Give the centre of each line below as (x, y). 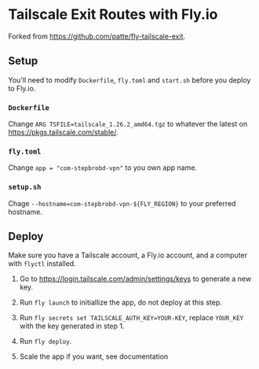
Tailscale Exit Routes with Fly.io (113, 15)
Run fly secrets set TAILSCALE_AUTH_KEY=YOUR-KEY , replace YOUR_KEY (131, 318)
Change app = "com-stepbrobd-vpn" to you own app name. (103, 168)
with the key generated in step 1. (72, 326)
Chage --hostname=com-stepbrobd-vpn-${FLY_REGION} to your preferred (122, 203)
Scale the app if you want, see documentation (94, 356)
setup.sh (25, 187)
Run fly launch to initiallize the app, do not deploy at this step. (120, 303)
